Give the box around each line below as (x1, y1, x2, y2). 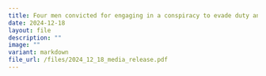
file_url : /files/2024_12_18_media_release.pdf (8, 56, 169, 64)
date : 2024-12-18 (8, 19, 66, 27)
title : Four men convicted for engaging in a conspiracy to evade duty (8, 11, 249, 20)
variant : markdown (8, 48, 69, 56)
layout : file (8, 26, 51, 34)
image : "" (8, 41, 41, 49)
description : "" (8, 33, 62, 42)
